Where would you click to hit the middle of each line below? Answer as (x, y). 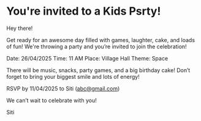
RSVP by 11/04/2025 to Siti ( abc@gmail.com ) (63, 88)
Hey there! (20, 28)
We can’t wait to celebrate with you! (51, 100)
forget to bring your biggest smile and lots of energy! (73, 76)
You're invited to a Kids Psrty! (84, 11)
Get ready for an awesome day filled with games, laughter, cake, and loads (100, 40)
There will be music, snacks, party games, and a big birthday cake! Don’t (98, 70)
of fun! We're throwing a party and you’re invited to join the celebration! (97, 46)
